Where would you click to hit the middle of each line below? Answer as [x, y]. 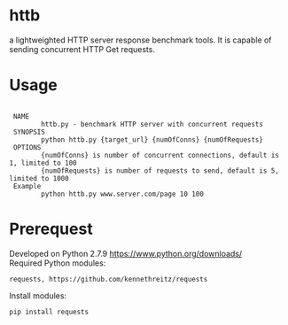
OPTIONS [27, 147]
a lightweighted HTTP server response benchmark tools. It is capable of [140, 40]
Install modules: [38, 295]
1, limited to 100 [43, 163]
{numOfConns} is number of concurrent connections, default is [160, 155]
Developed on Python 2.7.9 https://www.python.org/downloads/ [126, 253]
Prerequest [51, 229]
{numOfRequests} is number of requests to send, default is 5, [160, 170]
